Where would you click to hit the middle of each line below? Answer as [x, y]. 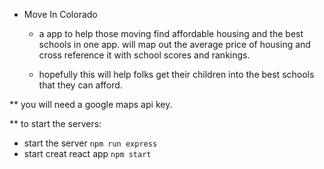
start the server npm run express [90, 143]
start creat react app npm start [87, 153]
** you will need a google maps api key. [91, 104]
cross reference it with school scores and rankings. [144, 55]
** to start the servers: [55, 123]
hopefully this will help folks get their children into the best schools [176, 74]
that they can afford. [80, 85]
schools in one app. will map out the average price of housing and [174, 44]
